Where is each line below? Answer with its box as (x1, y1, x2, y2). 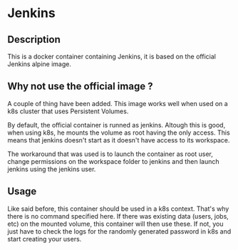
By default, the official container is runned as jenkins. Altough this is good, (7, 120, 226, 129)
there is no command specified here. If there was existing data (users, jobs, (7, 212, 229, 220)
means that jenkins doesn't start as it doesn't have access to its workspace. (7, 135, 230, 144)
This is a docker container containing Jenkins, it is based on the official (7, 52, 216, 61)
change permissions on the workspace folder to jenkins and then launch (7, 157, 219, 165)
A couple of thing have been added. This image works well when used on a (7, 99, 228, 108)
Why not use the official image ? (7, 80, 153, 93)
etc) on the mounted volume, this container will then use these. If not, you (7, 219, 224, 228)
